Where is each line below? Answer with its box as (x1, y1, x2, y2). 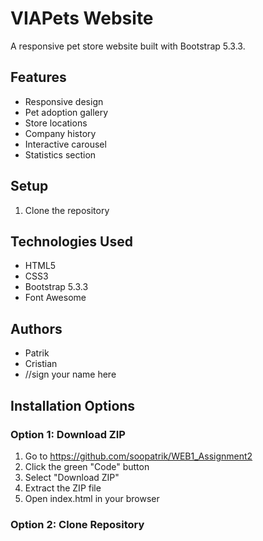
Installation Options (10, 397, 136, 414)
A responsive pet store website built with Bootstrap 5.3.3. (10, 40, 246, 52)
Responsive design (24, 95, 104, 107)
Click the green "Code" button (24, 460, 150, 472)
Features (10, 69, 67, 86)
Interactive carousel (24, 138, 107, 150)
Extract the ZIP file (24, 482, 102, 494)
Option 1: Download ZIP (10, 427, 126, 441)
